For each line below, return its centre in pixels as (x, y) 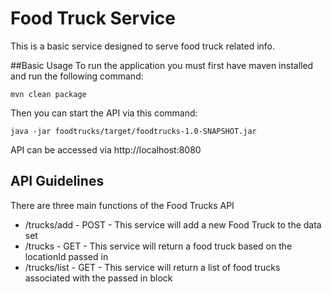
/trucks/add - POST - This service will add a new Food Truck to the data (173, 224)
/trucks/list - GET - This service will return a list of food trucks (152, 267)
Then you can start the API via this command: (104, 113)
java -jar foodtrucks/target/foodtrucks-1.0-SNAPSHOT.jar (133, 131)
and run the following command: (77, 76)
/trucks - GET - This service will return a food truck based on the (158, 246)
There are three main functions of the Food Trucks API (122, 205)
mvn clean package (48, 94)
